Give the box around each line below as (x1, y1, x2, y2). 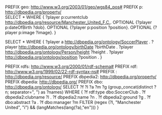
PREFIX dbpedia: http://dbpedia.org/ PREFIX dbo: (5, 79, 103, 85)
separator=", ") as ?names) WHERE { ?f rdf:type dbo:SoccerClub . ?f (10, 89, 146, 95)
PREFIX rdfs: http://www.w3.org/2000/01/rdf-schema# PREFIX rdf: (5, 64, 138, 69)
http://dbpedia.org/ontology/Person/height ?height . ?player (5, 49, 124, 55)
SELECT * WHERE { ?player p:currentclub (5, 14, 88, 20)
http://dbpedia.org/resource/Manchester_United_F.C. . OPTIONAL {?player (5, 19, 152, 25)
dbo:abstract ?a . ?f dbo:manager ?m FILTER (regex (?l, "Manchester (5, 100, 141, 105)
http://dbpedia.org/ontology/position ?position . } (5, 54, 103, 60)
